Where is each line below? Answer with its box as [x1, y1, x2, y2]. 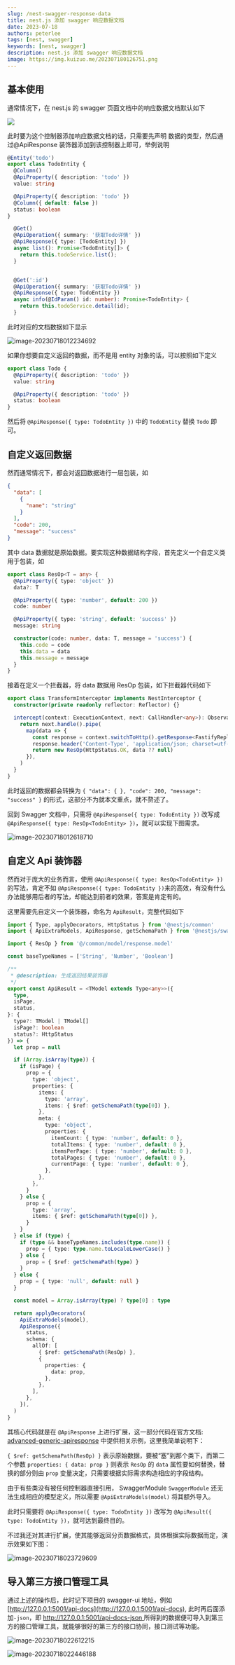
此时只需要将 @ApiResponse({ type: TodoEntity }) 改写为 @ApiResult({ [7, 1507, 212, 1516]
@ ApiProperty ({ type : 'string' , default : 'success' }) [13, 616, 177, 623]
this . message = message [20, 655, 90, 662]
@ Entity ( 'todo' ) [7, 154, 55, 161]
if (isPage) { [20, 1063, 61, 1070]
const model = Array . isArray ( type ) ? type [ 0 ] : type [13, 1297, 171, 1304]
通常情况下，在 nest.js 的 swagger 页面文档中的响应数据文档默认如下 [7, 103, 206, 112]
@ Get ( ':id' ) [13, 276, 49, 284]
